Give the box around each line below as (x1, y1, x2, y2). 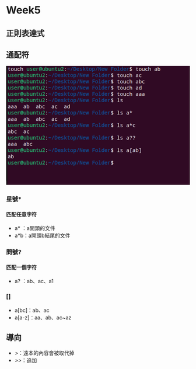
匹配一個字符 (6, 263, 37, 270)
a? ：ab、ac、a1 (14, 278, 54, 285)
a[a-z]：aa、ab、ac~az (14, 314, 72, 321)
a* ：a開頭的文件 (14, 225, 55, 232)
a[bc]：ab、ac (14, 307, 50, 314)
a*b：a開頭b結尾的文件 (14, 232, 71, 239)
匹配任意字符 (6, 211, 37, 218)
